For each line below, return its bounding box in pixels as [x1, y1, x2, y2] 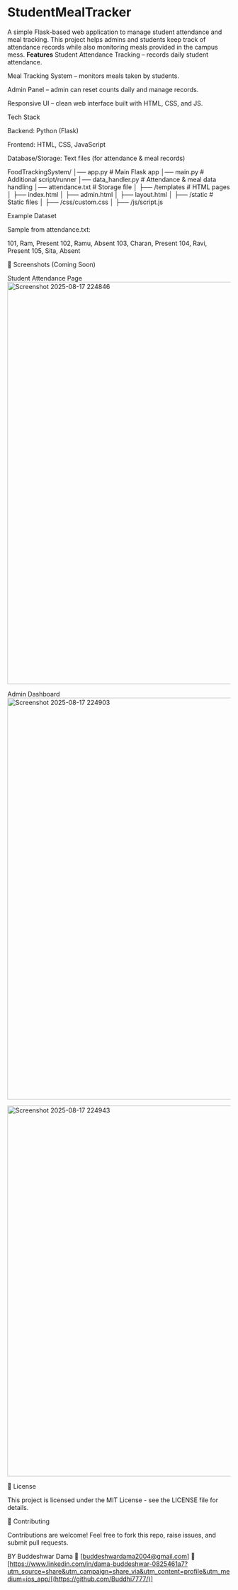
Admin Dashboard [7, 689, 60, 698]
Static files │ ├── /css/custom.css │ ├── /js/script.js [7, 198, 164, 206]
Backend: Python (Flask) [7, 126, 79, 135]
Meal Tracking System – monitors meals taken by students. [7, 72, 179, 80]
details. [7, 1503, 29, 1511]
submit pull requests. [7, 1538, 69, 1547]
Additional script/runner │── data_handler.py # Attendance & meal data [7, 175, 217, 184]
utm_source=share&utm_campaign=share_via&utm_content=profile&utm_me [7, 1567, 230, 1575]
